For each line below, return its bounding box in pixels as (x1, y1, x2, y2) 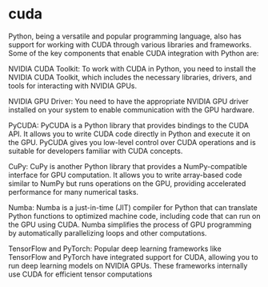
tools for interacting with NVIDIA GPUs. (8, 81, 138, 91)
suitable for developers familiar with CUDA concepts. (8, 146, 183, 156)
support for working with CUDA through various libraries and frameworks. (8, 39, 252, 49)
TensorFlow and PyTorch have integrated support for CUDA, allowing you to (8, 252, 258, 261)
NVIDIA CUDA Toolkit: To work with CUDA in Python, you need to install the (8, 63, 257, 73)
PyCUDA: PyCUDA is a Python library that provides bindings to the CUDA (8, 120, 250, 130)
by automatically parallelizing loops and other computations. (8, 228, 207, 237)
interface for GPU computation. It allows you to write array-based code (8, 170, 242, 180)
